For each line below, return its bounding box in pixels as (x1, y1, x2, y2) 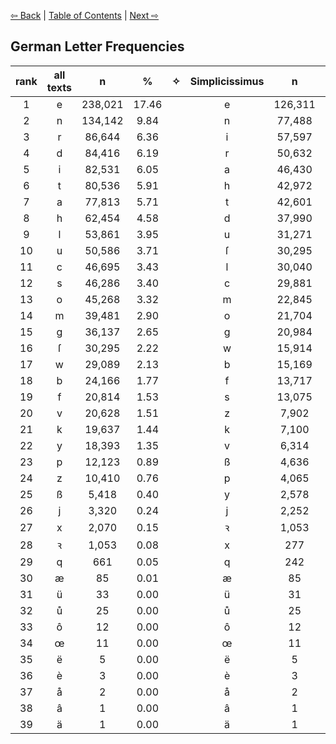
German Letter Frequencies (10, 38, 185, 55)
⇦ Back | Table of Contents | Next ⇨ (10, 10, 160, 21)
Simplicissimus (189, 74, 265, 88)
